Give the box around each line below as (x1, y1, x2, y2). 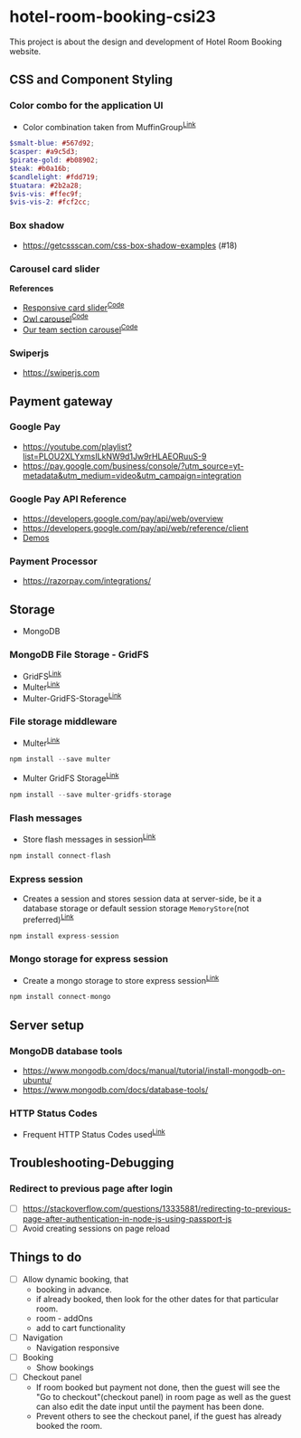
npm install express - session (9, 931, 119, 940)
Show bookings (35, 1362, 95, 1373)
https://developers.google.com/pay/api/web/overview (22, 513, 224, 524)
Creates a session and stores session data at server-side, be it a (22, 893, 262, 904)
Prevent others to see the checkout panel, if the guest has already (35, 1410, 282, 1422)
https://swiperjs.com (22, 367, 100, 378)
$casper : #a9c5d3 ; (9, 148, 79, 157)
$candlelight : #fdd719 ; (9, 172, 99, 182)
